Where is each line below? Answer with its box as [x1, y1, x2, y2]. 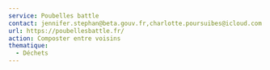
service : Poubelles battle [8, 11, 99, 20]
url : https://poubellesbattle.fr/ [8, 27, 125, 35]
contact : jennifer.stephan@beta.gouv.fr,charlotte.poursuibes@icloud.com [8, 19, 263, 27]
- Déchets [15, 49, 49, 57]
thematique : [8, 42, 49, 50]
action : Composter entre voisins [8, 34, 121, 43]
